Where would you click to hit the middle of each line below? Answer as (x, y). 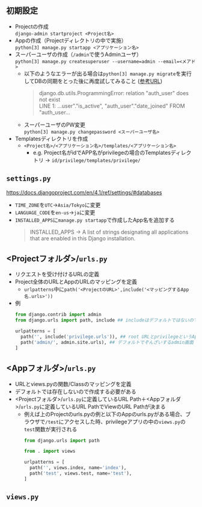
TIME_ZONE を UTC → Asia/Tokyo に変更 (58, 205)
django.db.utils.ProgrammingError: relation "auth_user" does (114, 93)
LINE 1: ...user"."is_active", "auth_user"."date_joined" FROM (112, 106)
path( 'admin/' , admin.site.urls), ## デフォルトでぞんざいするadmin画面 (107, 342)
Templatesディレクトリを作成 (51, 138)
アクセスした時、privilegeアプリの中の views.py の (125, 421)
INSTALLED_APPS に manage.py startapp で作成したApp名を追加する (95, 220)
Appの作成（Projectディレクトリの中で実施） (71, 40)
